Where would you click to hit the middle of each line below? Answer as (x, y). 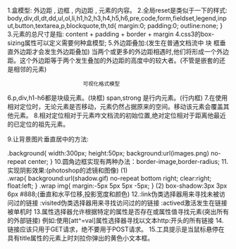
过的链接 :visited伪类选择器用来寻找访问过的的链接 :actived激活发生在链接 (120, 203)
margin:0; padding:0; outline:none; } (170, 26)
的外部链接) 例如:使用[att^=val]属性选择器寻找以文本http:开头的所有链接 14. (116, 221)
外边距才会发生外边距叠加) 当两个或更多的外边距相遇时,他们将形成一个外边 (121, 52)
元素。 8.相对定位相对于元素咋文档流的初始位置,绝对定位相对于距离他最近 (120, 115)
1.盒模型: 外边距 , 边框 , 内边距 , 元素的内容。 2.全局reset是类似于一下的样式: (117, 10)
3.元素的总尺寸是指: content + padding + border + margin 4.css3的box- (111, 34)
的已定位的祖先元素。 (38, 124)
